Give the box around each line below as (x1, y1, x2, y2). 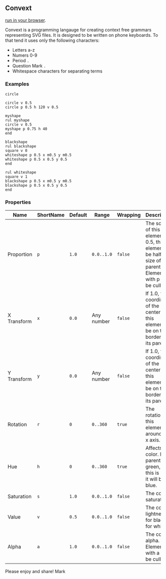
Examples (5, 80, 30, 87)
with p (145, 276, 160, 283)
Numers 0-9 (12, 52, 38, 58)
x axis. (145, 436, 161, 443)
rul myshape (5, 118, 30, 123)
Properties (5, 199, 31, 206)
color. (145, 451, 159, 458)
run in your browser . (5, 17, 46, 23)
